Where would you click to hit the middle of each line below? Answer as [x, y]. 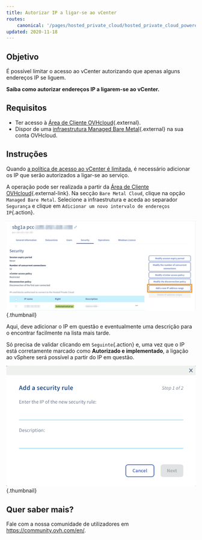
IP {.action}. [20, 212]
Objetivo [23, 57]
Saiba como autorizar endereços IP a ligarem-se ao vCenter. [83, 89]
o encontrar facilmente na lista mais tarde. [59, 333]
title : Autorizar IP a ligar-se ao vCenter [62, 13]
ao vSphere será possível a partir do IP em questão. [70, 357]
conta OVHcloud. [36, 135]
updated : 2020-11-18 [32, 32]
